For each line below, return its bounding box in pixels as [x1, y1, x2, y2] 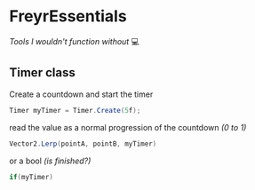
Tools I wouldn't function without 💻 [9, 36, 139, 46]
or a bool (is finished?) [9, 155, 92, 166]
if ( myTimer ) [9, 172, 53, 181]
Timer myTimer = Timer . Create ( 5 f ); [9, 106, 141, 115]
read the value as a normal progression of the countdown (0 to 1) [9, 122, 247, 132]
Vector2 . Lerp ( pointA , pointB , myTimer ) [9, 139, 157, 148]
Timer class [9, 65, 76, 81]
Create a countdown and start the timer [9, 89, 154, 99]
